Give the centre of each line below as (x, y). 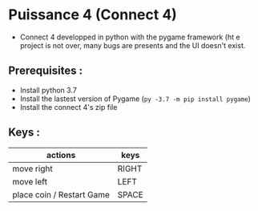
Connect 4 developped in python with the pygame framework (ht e (130, 37)
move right (33, 168)
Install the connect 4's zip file (69, 107)
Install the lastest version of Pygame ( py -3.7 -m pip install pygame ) (135, 99)
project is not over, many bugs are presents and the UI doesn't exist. (133, 45)
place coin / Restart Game (61, 194)
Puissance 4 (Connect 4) (93, 15)
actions (61, 155)
